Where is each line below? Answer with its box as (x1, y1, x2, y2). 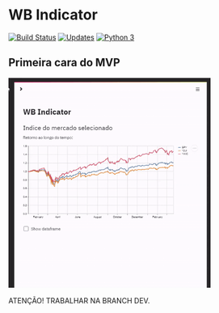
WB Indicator (8, 6, 99, 24)
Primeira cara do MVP (8, 56, 120, 70)
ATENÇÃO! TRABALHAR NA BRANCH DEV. (8, 295, 150, 305)
